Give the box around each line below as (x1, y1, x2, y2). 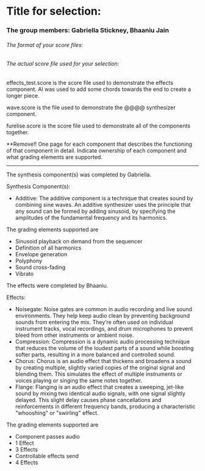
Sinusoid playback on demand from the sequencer (15, 237, 143, 245)
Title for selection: (6, 4, 102, 18)
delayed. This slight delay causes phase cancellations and (15, 396, 162, 403)
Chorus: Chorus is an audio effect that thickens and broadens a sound (15, 357, 192, 364)
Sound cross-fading (15, 264, 66, 271)
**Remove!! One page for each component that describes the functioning (6, 140, 192, 148)
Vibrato (15, 270, 34, 277)
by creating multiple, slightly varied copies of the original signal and (15, 364, 185, 371)
